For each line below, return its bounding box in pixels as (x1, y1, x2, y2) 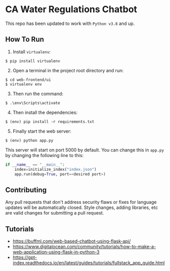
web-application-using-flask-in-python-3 (12, 249, 100, 255)
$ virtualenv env (5, 81, 42, 87)
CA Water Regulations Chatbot (5, 4, 137, 15)
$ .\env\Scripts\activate (5, 100, 60, 105)
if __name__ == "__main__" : (5, 162, 65, 167)
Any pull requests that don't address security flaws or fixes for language (5, 199, 157, 205)
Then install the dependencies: (12, 109, 78, 115)
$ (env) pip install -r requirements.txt (5, 119, 95, 124)
